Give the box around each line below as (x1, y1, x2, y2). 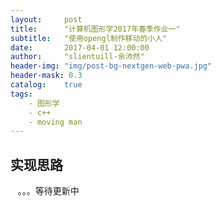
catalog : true (10, 80, 83, 90)
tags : (10, 89, 33, 99)
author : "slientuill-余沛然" (10, 52, 145, 62)
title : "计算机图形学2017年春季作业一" (10, 24, 181, 34)
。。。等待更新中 (17, 185, 80, 197)
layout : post (10, 14, 83, 25)
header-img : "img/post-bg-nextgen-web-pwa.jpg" (10, 61, 213, 71)
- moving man (28, 117, 83, 127)
